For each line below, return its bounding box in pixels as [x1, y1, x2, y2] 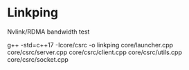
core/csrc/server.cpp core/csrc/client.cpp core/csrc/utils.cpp [7, 48, 182, 56]
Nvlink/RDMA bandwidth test [7, 27, 90, 36]
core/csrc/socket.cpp [7, 55, 69, 63]
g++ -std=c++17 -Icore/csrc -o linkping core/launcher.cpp [7, 40, 174, 49]
